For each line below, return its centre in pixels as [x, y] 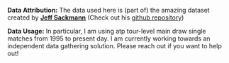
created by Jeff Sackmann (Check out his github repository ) [96, 17]
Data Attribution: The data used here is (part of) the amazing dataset [109, 10]
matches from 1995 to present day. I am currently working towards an [109, 38]
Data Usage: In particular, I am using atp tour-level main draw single [107, 31]
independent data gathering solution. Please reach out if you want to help [114, 46]
